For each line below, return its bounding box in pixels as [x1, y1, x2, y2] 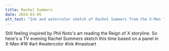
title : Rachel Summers [5, 7, 53, 12]
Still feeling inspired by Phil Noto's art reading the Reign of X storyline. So [5, 30, 157, 36]
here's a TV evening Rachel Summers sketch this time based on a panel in [5, 35, 159, 41]
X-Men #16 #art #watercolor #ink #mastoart [5, 41, 97, 47]
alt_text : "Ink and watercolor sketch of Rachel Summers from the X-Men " [5, 16, 165, 21]
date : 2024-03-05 [5, 12, 42, 17]
